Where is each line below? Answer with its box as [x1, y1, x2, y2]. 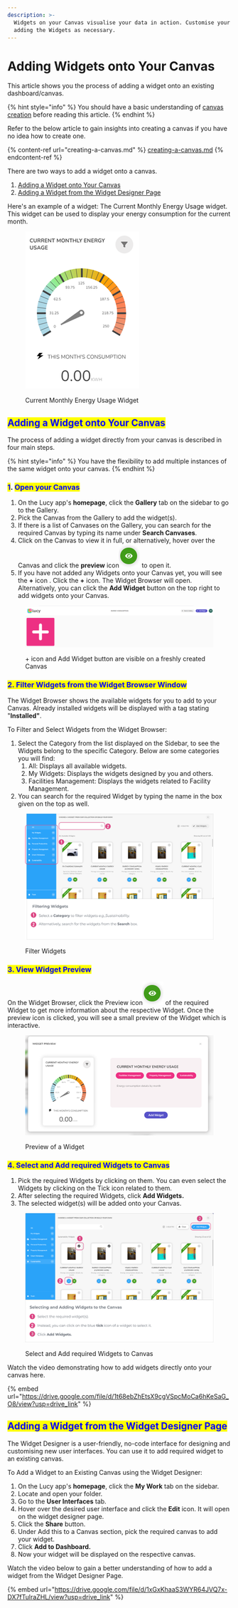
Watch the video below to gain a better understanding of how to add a [7, 1563, 212, 1572]
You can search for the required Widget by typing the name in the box [17, 792, 222, 800]
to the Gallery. [17, 506, 59, 515]
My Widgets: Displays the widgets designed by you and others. [28, 769, 214, 777]
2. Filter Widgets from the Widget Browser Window [7, 680, 187, 690]
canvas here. [7, 1370, 45, 1379]
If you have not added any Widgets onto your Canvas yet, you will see [17, 569, 222, 577]
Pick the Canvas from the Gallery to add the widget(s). [17, 513, 178, 522]
